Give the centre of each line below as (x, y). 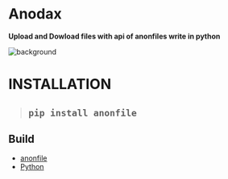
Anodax (35, 14)
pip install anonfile (82, 113)
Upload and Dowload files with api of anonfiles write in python (114, 36)
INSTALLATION (60, 84)
